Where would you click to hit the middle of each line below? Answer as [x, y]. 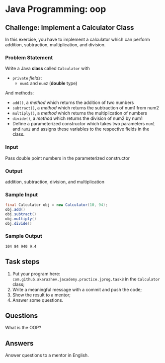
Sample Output [24, 236]
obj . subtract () [21, 214]
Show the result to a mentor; [41, 295]
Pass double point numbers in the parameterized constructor [68, 158]
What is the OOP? [23, 328]
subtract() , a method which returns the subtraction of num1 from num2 [85, 108]
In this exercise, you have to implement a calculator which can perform [78, 39]
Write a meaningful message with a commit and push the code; [77, 289]
